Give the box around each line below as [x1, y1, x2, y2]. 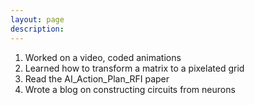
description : [10, 24, 65, 34]
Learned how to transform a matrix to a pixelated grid [24, 62, 245, 74]
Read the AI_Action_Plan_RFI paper [24, 72, 170, 85]
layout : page [10, 14, 65, 25]
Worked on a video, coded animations [24, 51, 182, 63]
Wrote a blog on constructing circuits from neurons [24, 83, 236, 95]
